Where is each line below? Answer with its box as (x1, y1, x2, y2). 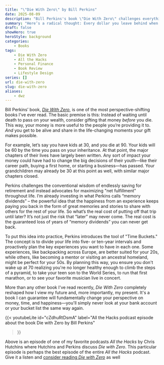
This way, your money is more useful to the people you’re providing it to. (5, 122, 151, 128)
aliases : (5, 89, 23, 94)
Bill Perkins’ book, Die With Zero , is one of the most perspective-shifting (5, 107, 150, 113)
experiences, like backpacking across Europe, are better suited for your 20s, (5, 249, 159, 255)
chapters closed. (5, 173, 39, 179)
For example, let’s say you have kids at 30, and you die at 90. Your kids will (5, 142, 155, 148)
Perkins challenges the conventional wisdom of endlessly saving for (5, 182, 142, 188)
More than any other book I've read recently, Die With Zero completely (5, 284, 147, 290)
